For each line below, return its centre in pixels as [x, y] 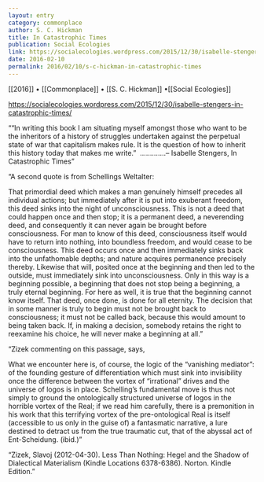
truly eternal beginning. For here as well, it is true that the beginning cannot [130, 292]
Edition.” [22, 471]
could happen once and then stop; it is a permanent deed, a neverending [126, 216]
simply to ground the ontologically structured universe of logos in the [120, 397]
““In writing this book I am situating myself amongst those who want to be [128, 127]
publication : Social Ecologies [59, 45]
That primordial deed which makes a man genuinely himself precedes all [125, 191]
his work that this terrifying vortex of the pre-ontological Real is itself [119, 414]
